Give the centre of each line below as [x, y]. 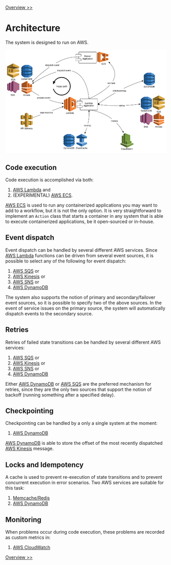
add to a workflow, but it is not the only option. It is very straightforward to [83, 211]
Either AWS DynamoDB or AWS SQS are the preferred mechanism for [78, 384]
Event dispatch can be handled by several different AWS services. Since [81, 250]
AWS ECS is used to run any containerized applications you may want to [81, 205]
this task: [15, 488]
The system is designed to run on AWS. [47, 42]
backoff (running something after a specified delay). [60, 394]
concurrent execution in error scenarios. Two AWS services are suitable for [84, 483]
